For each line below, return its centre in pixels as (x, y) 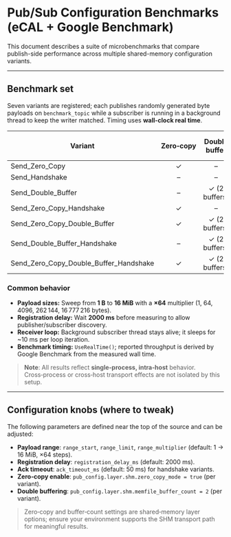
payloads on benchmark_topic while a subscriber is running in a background (114, 113)
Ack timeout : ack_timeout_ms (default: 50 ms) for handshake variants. (115, 469)
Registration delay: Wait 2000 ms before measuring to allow (103, 318)
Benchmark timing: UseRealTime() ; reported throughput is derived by (115, 347)
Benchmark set (41, 89)
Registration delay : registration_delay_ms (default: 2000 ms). (106, 461)
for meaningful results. (56, 526)
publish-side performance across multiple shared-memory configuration (110, 54)
